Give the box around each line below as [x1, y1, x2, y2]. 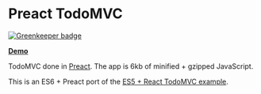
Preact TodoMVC [8, 5, 123, 23]
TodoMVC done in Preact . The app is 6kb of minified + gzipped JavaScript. [8, 61, 254, 71]
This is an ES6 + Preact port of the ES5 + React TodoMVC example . [8, 77, 228, 86]
